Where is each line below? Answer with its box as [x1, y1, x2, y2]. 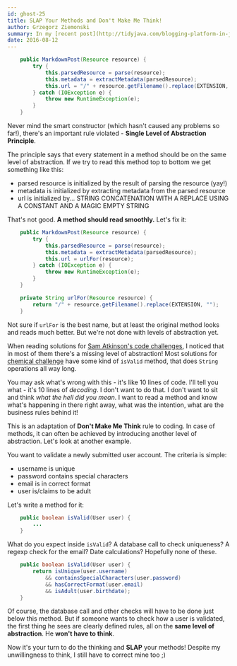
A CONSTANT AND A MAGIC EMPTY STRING [17, 202, 150, 209]
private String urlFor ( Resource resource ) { [20, 294, 153, 302]
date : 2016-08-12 [7, 37, 59, 44]
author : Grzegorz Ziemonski [7, 23, 90, 30]
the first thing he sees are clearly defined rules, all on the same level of [7, 622, 215, 631]
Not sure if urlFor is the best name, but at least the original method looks [7, 320, 220, 329]
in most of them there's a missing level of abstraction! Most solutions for [7, 349, 217, 357]
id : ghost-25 [7, 10, 46, 18]
